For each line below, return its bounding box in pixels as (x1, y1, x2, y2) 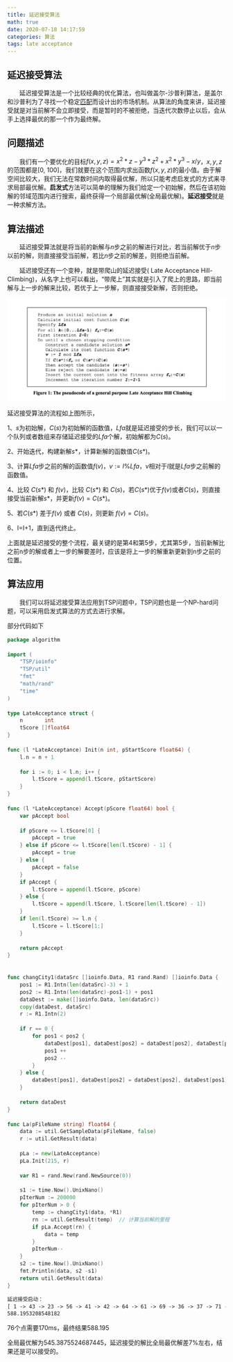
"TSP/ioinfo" (19, 658, 58, 665)
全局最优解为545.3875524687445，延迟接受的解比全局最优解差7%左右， (7, 1338, 217, 1347)
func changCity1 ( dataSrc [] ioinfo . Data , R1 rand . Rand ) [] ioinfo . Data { (7, 974, 218, 981)
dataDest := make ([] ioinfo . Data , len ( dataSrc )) (19, 996, 159, 1003)
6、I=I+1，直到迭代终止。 (7, 523, 80, 532)
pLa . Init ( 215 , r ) (19, 1157, 70, 1164)
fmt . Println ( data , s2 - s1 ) (19, 1267, 98, 1275)
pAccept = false (32, 864, 79, 871)
